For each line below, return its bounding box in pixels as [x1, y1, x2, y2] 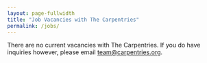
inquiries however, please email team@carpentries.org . [7, 48, 163, 56]
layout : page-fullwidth [7, 9, 75, 17]
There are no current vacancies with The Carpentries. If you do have [7, 41, 201, 49]
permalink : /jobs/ [7, 22, 60, 29]
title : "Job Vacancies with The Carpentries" [7, 16, 139, 23]
